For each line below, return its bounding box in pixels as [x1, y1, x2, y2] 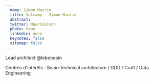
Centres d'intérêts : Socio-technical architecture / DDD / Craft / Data [5, 64, 149, 70]
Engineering [5, 70, 31, 76]
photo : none [10, 26, 36, 32]
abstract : [10, 17, 31, 22]
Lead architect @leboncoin [5, 55, 62, 61]
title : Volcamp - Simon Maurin [10, 12, 77, 17]
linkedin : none [10, 31, 42, 36]
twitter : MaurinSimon [10, 21, 56, 27]
